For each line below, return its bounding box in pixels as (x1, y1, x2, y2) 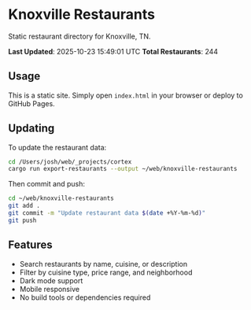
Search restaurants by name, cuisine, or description (19, 259, 187, 268)
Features (8, 238, 53, 252)
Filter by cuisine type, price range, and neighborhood (19, 268, 193, 277)
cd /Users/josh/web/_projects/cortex (8, 157, 132, 166)
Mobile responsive (19, 284, 80, 293)
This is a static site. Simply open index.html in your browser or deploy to (8, 90, 244, 100)
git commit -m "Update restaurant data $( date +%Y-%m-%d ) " (8, 209, 206, 217)
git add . (8, 202, 41, 210)
